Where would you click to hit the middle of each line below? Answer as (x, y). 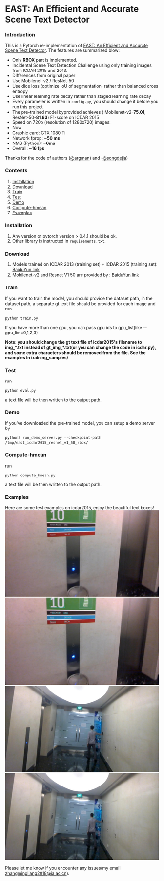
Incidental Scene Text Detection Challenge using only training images (82, 65)
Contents (16, 171)
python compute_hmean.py (30, 475)
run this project (27, 107)
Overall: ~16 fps (28, 148)
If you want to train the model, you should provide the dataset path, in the (79, 298)
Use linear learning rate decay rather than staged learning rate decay (82, 96)
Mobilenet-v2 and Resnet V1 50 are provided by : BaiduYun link (75, 275)
